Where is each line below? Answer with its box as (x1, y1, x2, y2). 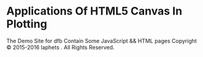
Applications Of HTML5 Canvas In (6, 4, 183, 18)
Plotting (6, 17, 47, 31)
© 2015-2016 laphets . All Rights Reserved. (6, 44, 115, 51)
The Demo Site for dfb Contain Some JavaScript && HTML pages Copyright (6, 37, 197, 44)
